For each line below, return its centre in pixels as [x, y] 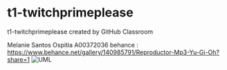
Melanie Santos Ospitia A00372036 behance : [73, 45]
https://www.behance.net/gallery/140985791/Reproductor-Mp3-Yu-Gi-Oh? [113, 52]
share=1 [18, 59]
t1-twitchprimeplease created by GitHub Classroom [80, 32]
